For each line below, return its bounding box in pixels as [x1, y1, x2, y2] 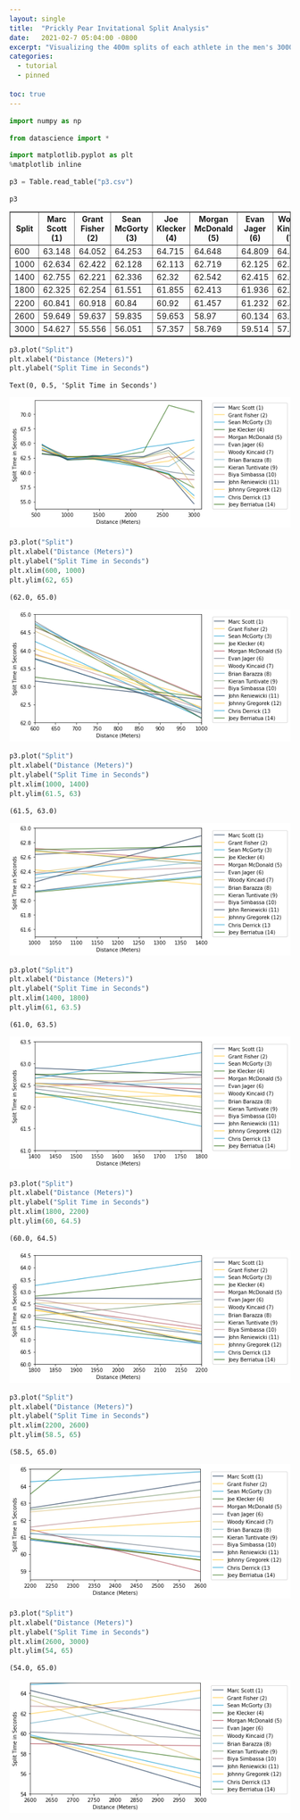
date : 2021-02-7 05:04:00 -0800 [9, 33, 138, 42]
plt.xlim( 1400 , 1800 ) [9, 993, 90, 1003]
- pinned [17, 71, 50, 80]
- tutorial [17, 62, 58, 71]
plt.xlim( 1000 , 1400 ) [9, 780, 90, 789]
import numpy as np [9, 116, 82, 125]
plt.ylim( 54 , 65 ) [9, 1647, 74, 1656]
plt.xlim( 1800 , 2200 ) [9, 1208, 90, 1217]
